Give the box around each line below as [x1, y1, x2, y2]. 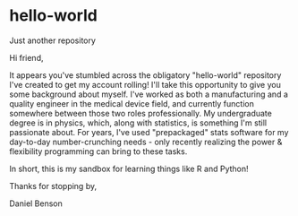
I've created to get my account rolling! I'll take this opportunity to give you [9, 79, 282, 90]
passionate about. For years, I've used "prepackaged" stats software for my [9, 126, 289, 137]
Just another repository [9, 35, 97, 46]
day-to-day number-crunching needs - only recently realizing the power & [9, 136, 283, 147]
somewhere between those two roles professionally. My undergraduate [9, 108, 273, 118]
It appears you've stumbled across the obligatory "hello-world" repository [9, 69, 282, 81]
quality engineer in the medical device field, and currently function [9, 98, 255, 108]
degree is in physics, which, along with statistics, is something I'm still [9, 117, 267, 128]
